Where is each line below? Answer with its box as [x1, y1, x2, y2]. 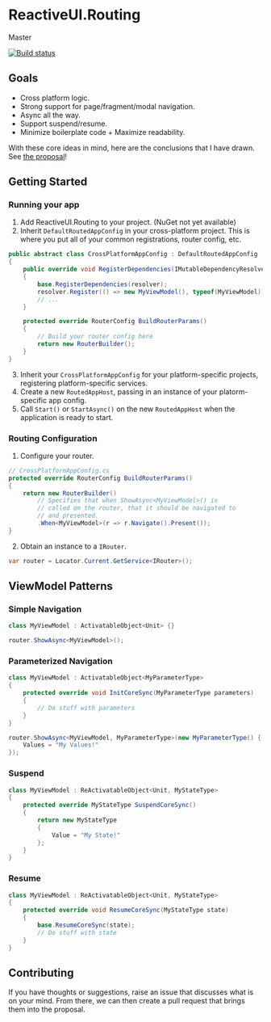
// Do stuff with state [37, 928, 117, 936]
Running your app [8, 200, 80, 211]
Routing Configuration [8, 432, 98, 444]
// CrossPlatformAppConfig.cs [8, 466, 110, 474]
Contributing [8, 965, 74, 979]
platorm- [219, 386, 248, 397]
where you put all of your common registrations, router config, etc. [19, 234, 242, 244]
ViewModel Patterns [8, 579, 113, 593]
